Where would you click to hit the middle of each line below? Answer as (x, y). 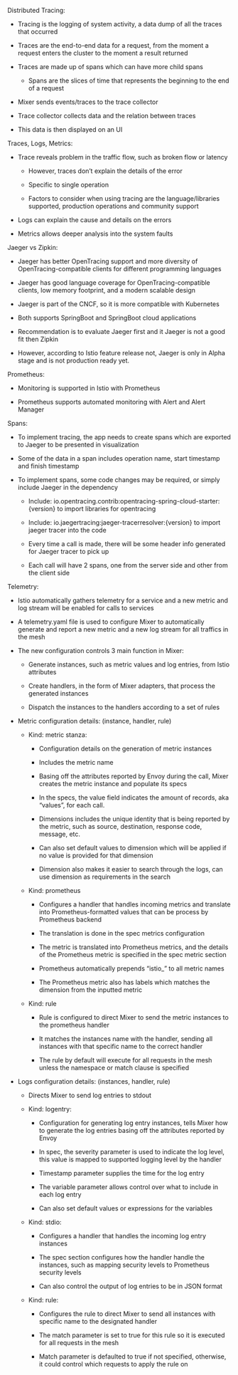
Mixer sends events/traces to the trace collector (88, 102)
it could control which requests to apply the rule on (113, 1364)
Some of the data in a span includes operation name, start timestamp (119, 458)
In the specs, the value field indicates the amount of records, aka (134, 798)
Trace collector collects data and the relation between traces (107, 116)
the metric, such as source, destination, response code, (120, 826)
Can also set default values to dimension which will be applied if (132, 848)
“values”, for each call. (72, 805)
